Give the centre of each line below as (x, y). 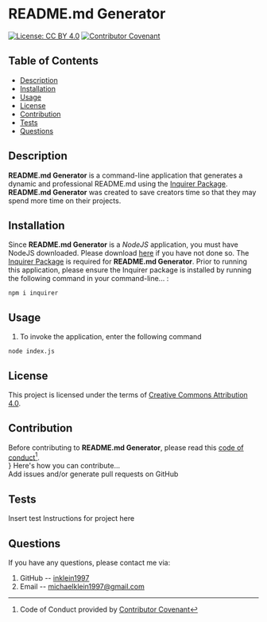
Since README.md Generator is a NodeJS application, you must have (123, 244)
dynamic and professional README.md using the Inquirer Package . (118, 183)
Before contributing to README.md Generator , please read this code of (126, 448)
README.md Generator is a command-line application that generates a (126, 175)
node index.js (32, 351)
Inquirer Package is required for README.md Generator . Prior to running (128, 262)
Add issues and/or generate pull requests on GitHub (93, 474)
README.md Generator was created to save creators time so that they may (132, 192)
